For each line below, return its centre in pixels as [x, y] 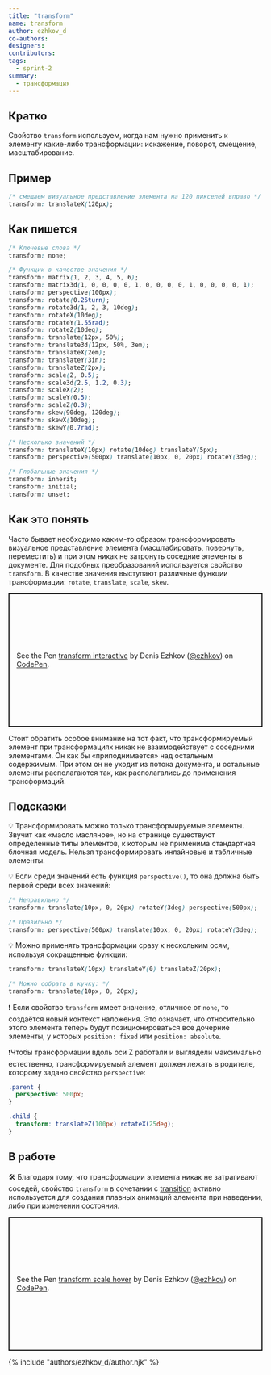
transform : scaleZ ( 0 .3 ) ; [50, 405]
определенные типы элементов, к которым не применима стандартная [132, 844]
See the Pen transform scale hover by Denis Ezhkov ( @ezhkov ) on [127, 1280]
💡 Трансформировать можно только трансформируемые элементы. [126, 826]
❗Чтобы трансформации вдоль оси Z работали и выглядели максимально [135, 1052]
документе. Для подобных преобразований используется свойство [125, 564]
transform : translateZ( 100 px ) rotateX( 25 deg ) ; [95, 1124]
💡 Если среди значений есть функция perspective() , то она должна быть [134, 876]
